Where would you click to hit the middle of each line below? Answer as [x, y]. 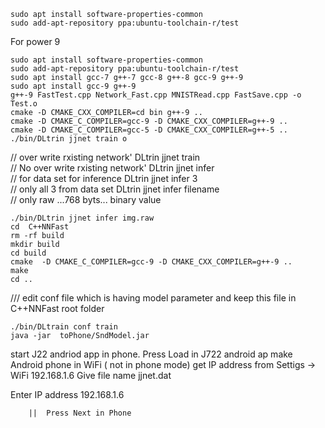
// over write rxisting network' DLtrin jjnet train [105, 157]
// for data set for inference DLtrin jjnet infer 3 [104, 178]
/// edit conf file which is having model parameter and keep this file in [153, 298]
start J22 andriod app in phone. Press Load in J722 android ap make [151, 354]
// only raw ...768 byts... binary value [86, 199]
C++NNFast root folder [57, 308]
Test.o [24, 104]
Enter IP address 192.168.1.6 [67, 394]
